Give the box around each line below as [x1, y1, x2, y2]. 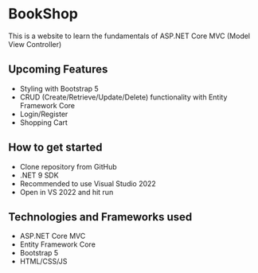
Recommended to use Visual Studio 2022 [19, 178, 157, 188]
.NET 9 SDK [19, 170, 59, 180]
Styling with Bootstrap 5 [19, 84, 100, 93]
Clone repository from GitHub [19, 162, 117, 171]
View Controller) [8, 39, 62, 49]
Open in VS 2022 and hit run [19, 187, 114, 197]
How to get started [8, 141, 103, 154]
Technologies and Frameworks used [8, 210, 193, 224]
